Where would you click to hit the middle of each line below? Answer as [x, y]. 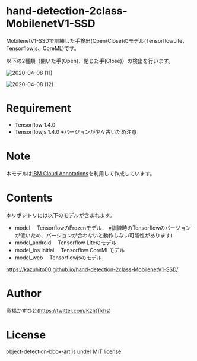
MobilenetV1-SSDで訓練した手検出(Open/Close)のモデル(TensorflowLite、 [97, 40]
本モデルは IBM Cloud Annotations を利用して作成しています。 [81, 173]
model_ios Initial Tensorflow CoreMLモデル [70, 250]
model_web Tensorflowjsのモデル [58, 258]
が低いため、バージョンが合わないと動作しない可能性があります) [94, 235]
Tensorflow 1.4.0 [35, 125]
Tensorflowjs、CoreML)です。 [43, 48]
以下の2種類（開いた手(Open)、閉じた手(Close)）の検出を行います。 [90, 61]
